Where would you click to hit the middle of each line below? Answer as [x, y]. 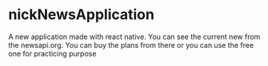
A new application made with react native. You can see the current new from [134, 37]
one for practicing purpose [52, 53]
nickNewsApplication [81, 15]
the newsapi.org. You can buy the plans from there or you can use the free [131, 45]
